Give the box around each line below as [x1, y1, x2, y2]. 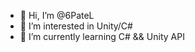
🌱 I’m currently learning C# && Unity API [19, 31, 185, 42]
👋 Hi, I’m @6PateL [19, 10, 95, 21]
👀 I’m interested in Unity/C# [19, 20, 133, 32]
